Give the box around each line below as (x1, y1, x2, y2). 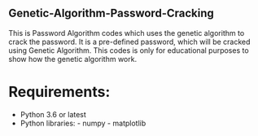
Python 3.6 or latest (20, 109, 87, 119)
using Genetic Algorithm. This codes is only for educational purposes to (8, 45, 250, 55)
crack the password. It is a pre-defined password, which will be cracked (8, 37, 251, 46)
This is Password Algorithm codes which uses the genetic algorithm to (8, 28, 245, 37)
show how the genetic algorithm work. (8, 54, 137, 64)
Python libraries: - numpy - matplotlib (20, 118, 146, 128)
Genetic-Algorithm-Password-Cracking (8, 7, 214, 20)
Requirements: (8, 83, 111, 101)
